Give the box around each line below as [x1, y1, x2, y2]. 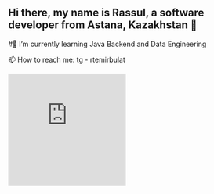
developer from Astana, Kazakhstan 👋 [8, 19, 198, 32]
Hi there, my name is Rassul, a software [8, 6, 205, 20]
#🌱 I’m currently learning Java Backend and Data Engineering [8, 39, 207, 48]
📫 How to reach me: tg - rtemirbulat [8, 55, 125, 64]
